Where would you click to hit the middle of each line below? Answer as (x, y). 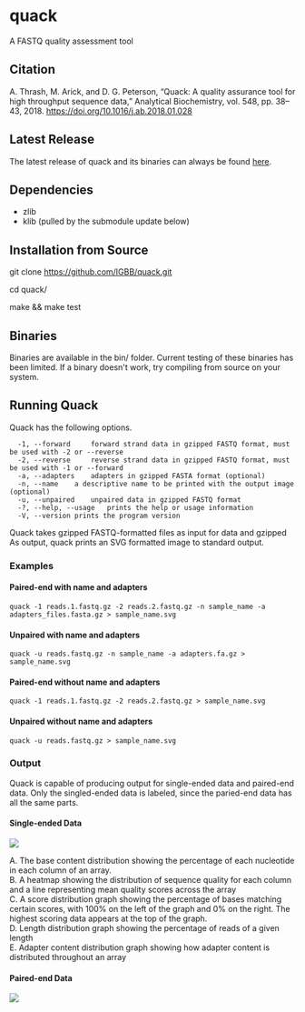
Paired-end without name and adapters (85, 682)
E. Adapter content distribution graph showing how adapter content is (140, 947)
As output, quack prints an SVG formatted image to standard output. (137, 542)
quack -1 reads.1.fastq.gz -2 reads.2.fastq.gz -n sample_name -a (138, 606)
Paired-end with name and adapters (79, 587)
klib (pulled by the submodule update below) (106, 221)
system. (24, 377)
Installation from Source (79, 250)
